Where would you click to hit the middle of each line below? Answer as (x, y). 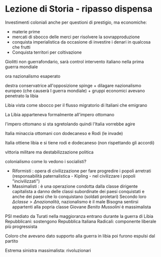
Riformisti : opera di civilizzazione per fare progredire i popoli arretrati (81, 171)
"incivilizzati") (26, 181)
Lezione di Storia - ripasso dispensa (79, 9)
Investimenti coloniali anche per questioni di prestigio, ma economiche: (76, 22)
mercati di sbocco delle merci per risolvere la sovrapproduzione (76, 37)
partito (12, 241)
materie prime (26, 31)
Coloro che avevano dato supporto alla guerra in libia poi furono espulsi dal (80, 236)
